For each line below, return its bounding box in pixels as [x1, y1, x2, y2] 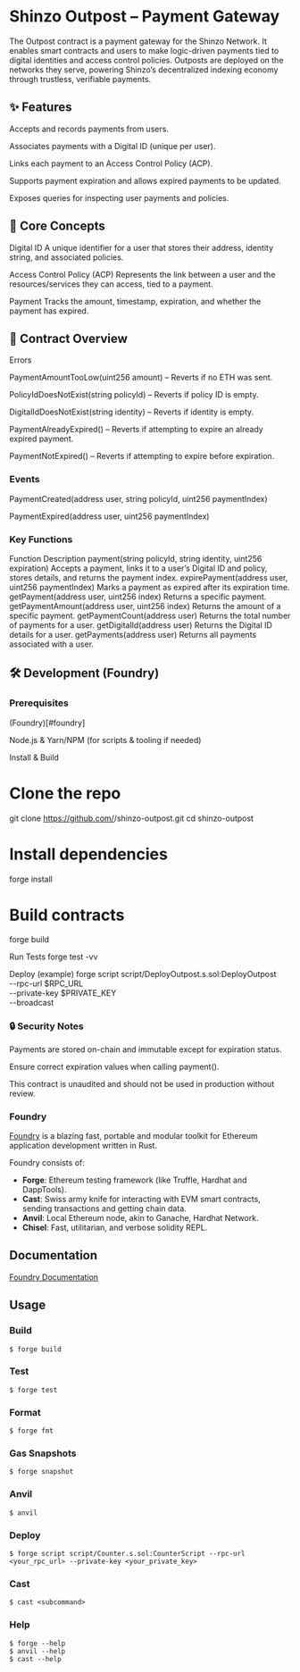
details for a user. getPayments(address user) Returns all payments [9, 629, 257, 640]
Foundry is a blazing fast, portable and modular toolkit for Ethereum [9, 1131, 258, 1141]
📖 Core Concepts [9, 219, 105, 234]
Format [9, 1406, 42, 1418]
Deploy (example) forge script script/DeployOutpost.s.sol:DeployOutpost [9, 969, 277, 980]
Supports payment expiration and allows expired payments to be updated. [9, 175, 281, 186]
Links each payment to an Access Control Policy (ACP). [9, 158, 213, 169]
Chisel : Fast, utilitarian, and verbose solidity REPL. [21, 1222, 208, 1233]
